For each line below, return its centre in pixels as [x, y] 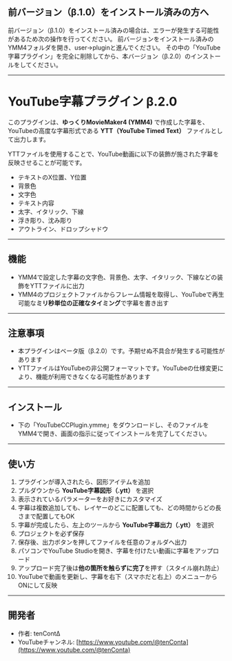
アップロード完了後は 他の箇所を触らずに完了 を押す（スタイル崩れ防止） [120, 568]
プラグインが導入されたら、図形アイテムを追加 [84, 482]
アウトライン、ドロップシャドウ [63, 229]
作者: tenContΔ [39, 633]
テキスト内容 [36, 203]
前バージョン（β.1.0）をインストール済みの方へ [108, 12]
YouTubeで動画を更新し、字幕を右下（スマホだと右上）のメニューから [117, 577]
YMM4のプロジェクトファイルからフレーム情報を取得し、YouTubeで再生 [121, 294]
